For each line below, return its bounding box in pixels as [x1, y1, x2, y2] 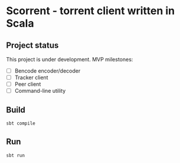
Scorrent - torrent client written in [6, 4, 175, 18]
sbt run [6, 152, 25, 158]
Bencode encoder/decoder [14, 67, 81, 74]
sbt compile [6, 120, 35, 126]
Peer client [14, 81, 41, 88]
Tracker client [14, 74, 48, 81]
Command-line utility [14, 87, 66, 94]
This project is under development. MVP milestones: [6, 56, 133, 63]
